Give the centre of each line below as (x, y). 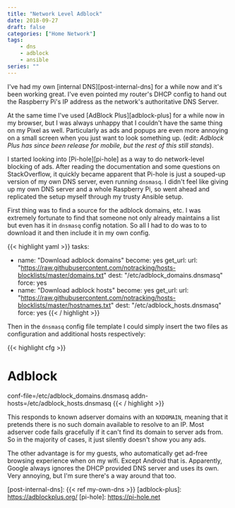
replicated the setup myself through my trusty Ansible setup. (95, 196)
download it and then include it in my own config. (79, 232)
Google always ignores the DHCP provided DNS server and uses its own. (113, 468)
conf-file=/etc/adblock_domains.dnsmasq (68, 396)
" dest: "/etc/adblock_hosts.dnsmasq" (166, 305)
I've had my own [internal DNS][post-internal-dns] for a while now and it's (115, 86)
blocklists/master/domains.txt (61, 275)
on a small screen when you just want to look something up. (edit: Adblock (116, 138)
